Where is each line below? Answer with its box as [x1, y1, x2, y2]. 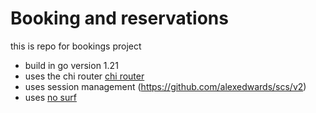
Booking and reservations [10, 7, 229, 30]
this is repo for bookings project [10, 40, 142, 52]
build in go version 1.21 [24, 59, 119, 71]
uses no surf [24, 91, 77, 103]
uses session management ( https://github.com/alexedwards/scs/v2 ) [24, 80, 307, 92]
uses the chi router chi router [24, 70, 145, 82]
